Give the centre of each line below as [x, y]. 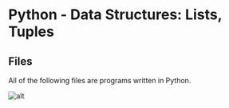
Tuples [31, 32]
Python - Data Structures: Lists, [115, 15]
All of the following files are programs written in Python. [100, 80]
